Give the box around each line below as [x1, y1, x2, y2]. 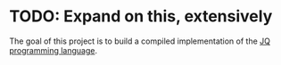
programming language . [9, 45, 98, 55]
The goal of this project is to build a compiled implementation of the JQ [9, 36, 270, 46]
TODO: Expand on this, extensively [9, 6, 273, 27]
